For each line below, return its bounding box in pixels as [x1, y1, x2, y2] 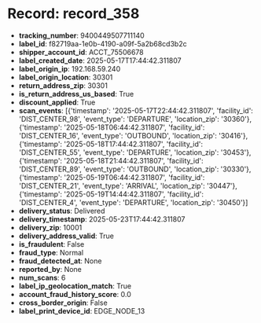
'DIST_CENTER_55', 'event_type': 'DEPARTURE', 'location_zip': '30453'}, [18, 147, 252, 157]
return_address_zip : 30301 [18, 80, 108, 90]
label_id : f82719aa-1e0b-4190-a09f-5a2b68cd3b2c [18, 39, 187, 48]
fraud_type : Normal [18, 248, 84, 257]
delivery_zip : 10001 [18, 222, 83, 232]
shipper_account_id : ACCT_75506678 [18, 47, 144, 57]
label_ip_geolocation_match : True [18, 281, 131, 291]
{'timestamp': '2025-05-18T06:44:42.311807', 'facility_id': [18, 123, 205, 132]
